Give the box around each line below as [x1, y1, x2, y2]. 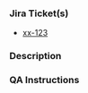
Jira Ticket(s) [9, 7, 69, 20]
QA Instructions [9, 74, 80, 87]
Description [9, 50, 62, 63]
